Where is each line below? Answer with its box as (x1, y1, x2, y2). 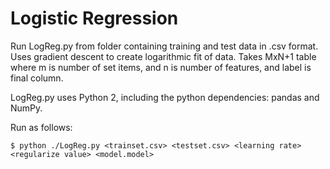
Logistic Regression (10, 7, 179, 30)
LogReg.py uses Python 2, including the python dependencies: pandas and (10, 91, 320, 103)
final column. (10, 72, 64, 84)
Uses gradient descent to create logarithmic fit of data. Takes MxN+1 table (10, 50, 317, 62)
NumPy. (10, 102, 43, 114)
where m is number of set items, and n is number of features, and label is (10, 61, 312, 73)
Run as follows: (10, 121, 73, 133)
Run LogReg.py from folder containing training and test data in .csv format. (10, 40, 319, 52)
